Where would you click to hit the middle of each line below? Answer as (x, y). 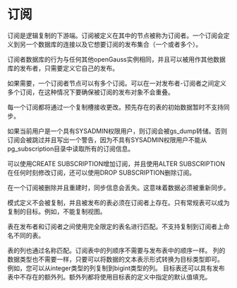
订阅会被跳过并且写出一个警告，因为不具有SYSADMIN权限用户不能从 (107, 139)
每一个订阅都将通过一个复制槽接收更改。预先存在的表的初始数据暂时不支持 (115, 107)
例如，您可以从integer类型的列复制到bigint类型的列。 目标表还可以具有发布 (116, 268)
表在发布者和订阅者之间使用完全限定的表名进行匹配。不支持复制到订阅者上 (115, 226)
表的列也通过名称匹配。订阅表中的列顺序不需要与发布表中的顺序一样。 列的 (116, 250)
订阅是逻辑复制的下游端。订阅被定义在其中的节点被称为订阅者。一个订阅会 (115, 35)
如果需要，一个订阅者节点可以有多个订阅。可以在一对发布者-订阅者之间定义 (117, 83)
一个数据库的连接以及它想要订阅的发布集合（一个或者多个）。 (114, 44)
